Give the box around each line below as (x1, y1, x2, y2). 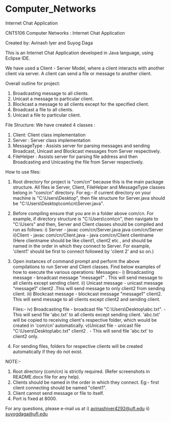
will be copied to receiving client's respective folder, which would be (12, 317, 157, 323)
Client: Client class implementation (12, 131, 86, 138)
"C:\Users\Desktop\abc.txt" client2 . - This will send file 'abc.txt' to (12, 327, 153, 334)
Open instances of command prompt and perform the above (12, 258, 140, 264)
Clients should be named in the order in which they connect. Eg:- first (12, 379, 159, 385)
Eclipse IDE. (5, 55, 31, 61)
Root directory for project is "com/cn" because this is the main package (12, 178, 164, 184)
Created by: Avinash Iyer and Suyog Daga (5, 39, 93, 46)
